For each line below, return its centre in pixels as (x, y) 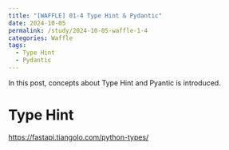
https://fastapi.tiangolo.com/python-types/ (79, 137)
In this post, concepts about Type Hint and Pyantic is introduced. (114, 83)
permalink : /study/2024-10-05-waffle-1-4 (78, 30)
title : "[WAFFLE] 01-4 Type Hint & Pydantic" (85, 16)
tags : (17, 45)
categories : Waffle (41, 38)
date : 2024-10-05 (37, 23)
